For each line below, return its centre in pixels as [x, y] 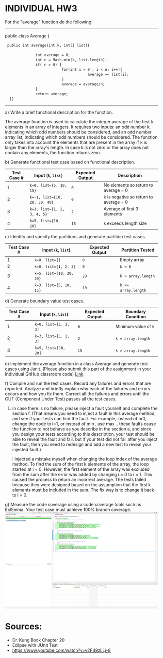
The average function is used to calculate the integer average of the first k [79, 121]
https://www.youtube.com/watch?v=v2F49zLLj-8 [61, 650]
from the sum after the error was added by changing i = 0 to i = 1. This [82, 474]
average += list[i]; [108, 74]
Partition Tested [138, 250]
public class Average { [27, 36]
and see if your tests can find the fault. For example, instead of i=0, [79, 418]
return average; [52, 94]
